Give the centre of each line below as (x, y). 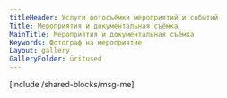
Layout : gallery (39, 51)
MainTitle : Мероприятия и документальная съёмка (102, 34)
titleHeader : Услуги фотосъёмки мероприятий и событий (114, 17)
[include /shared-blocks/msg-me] (72, 84)
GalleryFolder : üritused (56, 59)
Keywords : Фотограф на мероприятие (76, 42)
